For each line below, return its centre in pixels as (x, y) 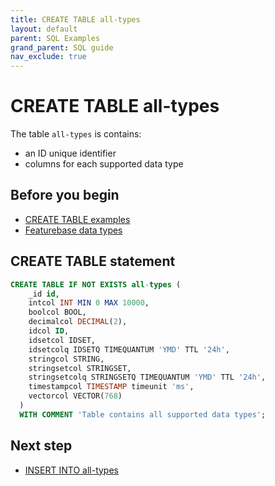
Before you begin (65, 195)
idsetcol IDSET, (62, 340)
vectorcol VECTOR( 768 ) (75, 396)
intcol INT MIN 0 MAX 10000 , (89, 303)
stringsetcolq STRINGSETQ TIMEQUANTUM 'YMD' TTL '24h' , (147, 377)
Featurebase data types (73, 230)
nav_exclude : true (48, 57)
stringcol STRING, (66, 359)
